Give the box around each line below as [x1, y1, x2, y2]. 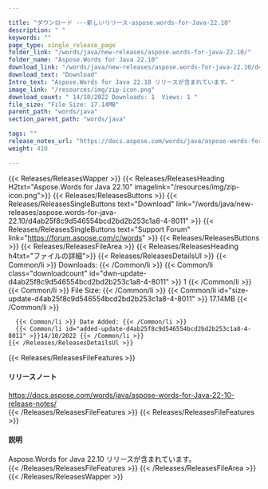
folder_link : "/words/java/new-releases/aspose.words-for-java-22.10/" [8, 49, 251, 57]
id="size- [218, 285, 249, 295]
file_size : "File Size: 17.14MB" [8, 101, 120, 109]
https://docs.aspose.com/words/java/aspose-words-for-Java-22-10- [8, 390, 235, 400]
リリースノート [8, 372, 57, 382]
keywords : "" [8, 34, 52, 42]
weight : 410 [8, 145, 48, 153]
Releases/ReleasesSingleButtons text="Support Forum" [8, 225, 191, 234]
